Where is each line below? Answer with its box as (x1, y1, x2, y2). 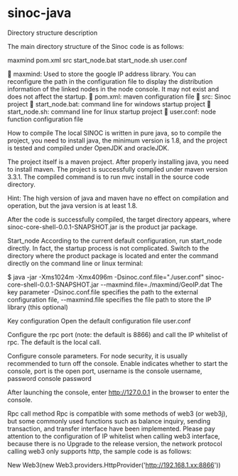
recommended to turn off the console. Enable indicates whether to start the (7, 359, 229, 367)
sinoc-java (7, 5, 72, 21)
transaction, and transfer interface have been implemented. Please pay (7, 424, 215, 433)
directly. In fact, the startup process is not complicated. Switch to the (7, 243, 210, 253)
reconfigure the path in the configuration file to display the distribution (7, 77, 213, 86)
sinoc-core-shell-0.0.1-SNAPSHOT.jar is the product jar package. (7, 222, 198, 231)
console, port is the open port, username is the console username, (7, 367, 202, 375)
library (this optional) (7, 303, 69, 311)
